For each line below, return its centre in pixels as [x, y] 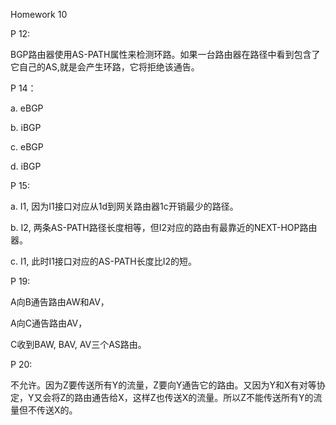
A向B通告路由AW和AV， [60, 302]
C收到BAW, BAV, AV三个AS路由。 [78, 344]
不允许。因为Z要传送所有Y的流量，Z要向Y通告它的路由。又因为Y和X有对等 [163, 385]
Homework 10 [39, 14]
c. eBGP [27, 147]
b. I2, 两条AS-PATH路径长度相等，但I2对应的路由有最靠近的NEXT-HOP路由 [164, 227]
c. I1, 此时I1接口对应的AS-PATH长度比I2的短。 [104, 261]
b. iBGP [26, 127]
